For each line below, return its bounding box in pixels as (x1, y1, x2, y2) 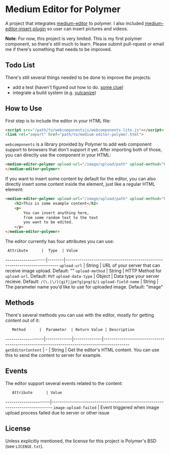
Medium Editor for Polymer (5, 4, 121, 15)
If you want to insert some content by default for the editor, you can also (5, 176, 156, 182)
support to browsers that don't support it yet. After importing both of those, (5, 147, 162, 153)
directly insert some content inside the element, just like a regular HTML (5, 181, 155, 187)
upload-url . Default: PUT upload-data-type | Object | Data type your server (5, 273, 159, 279)
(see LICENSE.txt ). (5, 443, 44, 449)
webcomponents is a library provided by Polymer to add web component (5, 141, 152, 147)
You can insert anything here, (23, 210, 90, 216)
